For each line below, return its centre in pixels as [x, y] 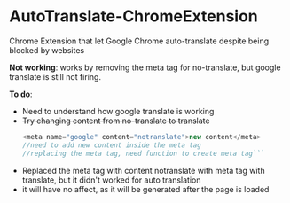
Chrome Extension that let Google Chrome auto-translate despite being [139, 41]
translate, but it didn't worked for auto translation [111, 180]
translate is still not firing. [55, 76]
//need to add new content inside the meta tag [111, 145]
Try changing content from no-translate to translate [116, 121]
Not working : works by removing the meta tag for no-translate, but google [145, 67]
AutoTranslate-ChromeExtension [134, 16]
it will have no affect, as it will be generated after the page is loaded [145, 189]
